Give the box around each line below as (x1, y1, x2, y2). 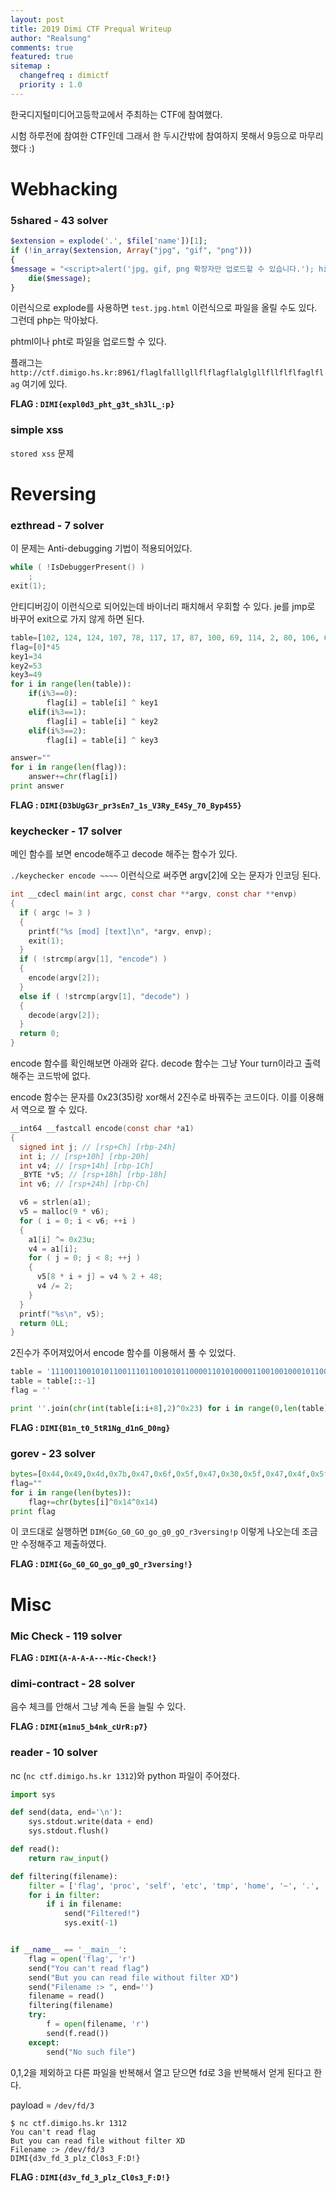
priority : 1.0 (19, 80, 83, 90)
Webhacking (10, 177, 118, 200)
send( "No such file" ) (46, 2047, 137, 2057)
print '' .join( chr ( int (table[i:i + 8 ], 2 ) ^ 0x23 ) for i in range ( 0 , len (10, 1403, 298, 1413)
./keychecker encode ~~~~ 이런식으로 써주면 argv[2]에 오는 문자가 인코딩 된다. (10, 869, 322, 881)
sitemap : (10, 61, 52, 71)
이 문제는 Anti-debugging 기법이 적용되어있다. (10, 542, 193, 555)
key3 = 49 (10, 670, 43, 680)
